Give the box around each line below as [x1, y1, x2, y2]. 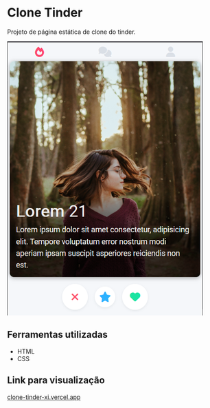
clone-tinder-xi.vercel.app [7, 393, 81, 401]
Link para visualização [7, 374, 105, 387]
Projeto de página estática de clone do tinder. [7, 28, 136, 36]
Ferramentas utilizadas [7, 329, 108, 340]
